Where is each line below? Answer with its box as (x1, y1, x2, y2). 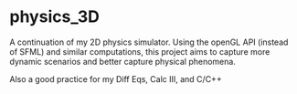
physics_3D (9, 6, 101, 27)
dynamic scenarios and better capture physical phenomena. (9, 56, 236, 67)
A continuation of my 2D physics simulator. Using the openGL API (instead (9, 37, 289, 47)
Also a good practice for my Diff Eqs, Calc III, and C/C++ (9, 73, 222, 84)
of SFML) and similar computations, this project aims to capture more (9, 46, 270, 57)
